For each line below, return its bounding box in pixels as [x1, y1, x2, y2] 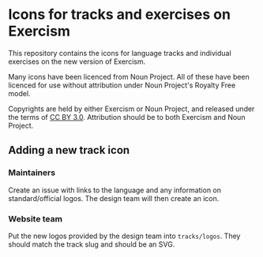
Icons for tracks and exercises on [8, 6, 231, 24]
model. [8, 88, 31, 98]
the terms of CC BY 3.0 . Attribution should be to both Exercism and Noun [8, 112, 246, 121]
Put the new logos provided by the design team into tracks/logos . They [8, 231, 241, 240]
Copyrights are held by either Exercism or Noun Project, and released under [8, 104, 255, 114]
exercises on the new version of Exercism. [8, 57, 146, 66]
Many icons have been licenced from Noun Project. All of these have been [8, 72, 250, 81]
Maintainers [8, 167, 56, 178]
